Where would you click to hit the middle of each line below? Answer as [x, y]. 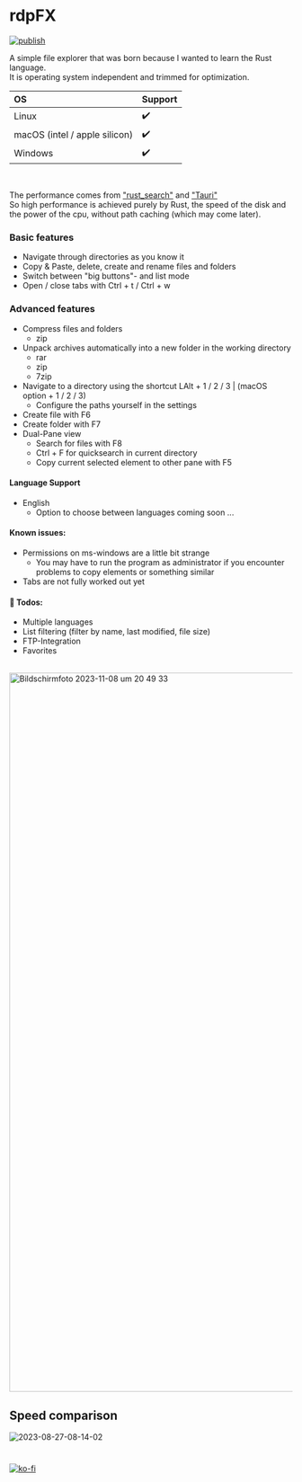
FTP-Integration [51, 641]
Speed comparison [64, 1415]
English [36, 502]
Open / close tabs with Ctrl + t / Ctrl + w [96, 286]
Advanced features [53, 309]
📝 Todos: [26, 602]
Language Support [45, 483]
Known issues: [38, 533]
